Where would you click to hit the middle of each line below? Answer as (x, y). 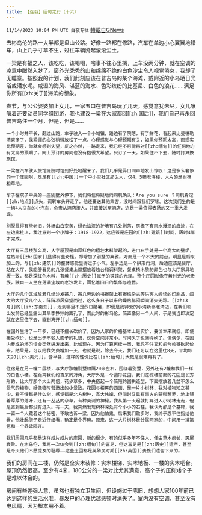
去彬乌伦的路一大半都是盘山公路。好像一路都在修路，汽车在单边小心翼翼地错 (101, 42)
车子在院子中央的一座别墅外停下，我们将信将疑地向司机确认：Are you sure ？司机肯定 (100, 195)
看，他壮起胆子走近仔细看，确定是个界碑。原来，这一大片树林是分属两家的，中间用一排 (98, 420)
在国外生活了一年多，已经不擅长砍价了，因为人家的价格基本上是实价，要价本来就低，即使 (100, 331)
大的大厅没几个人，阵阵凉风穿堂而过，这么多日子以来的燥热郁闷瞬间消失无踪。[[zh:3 (97, 301)
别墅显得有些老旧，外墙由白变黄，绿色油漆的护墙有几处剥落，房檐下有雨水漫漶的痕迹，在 (100, 226)
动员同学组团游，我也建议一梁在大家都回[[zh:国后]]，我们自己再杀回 (111, 113)
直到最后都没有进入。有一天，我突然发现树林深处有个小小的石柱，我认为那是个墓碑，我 (102, 407)
